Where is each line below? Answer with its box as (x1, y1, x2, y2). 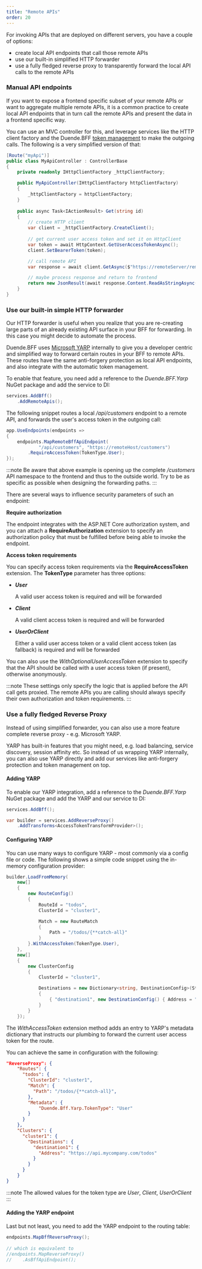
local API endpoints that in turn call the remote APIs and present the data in (6, 110, 192, 117)
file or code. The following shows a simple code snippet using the (6, 855, 170, 863)
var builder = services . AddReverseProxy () (6, 817, 114, 823)
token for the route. (6, 1037, 54, 1044)
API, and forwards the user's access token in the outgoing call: (6, 415, 162, 423)
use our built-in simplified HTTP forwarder (14, 55, 120, 63)
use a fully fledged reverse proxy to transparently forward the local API (14, 61, 191, 69)
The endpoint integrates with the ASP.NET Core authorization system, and (6, 521, 190, 528)
